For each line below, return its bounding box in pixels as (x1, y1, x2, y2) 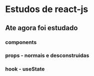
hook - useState (5, 65, 45, 72)
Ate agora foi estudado (5, 24, 78, 32)
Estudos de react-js (5, 4, 88, 15)
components (5, 39, 37, 46)
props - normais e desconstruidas (5, 52, 89, 59)
